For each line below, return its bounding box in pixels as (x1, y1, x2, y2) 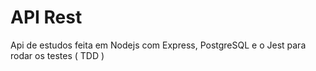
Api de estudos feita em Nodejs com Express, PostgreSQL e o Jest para (10, 39, 307, 51)
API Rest (10, 6, 83, 29)
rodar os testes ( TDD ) (10, 49, 105, 61)
